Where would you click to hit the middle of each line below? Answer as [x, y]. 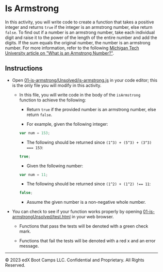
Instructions [24, 68]
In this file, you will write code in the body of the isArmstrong [80, 95]
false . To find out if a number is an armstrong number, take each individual [80, 32]
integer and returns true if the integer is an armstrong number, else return [79, 27]
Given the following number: [55, 166]
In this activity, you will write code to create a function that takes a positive [80, 22]
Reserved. [15, 265]
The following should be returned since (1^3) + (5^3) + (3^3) [89, 142]
